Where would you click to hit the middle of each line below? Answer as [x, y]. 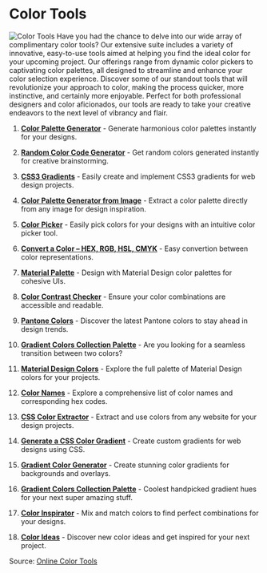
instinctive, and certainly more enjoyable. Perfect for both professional [125, 95]
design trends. [44, 329]
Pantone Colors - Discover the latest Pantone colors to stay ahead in [134, 321]
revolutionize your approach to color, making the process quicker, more [127, 87]
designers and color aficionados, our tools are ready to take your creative [130, 104]
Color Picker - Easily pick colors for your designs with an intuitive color [138, 224]
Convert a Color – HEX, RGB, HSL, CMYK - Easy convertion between [134, 248]
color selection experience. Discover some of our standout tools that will [128, 79]
